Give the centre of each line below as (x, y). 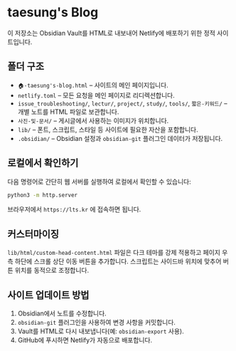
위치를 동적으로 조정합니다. (52, 271)
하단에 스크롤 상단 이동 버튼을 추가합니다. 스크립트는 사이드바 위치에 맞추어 (118, 261)
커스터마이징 (33, 234)
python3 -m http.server (43, 195)
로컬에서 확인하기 (43, 163)
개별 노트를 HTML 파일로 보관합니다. (68, 112)
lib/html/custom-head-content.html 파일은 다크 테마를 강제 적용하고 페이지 (114, 253)
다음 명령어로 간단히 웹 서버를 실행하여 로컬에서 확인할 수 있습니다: (99, 182)
